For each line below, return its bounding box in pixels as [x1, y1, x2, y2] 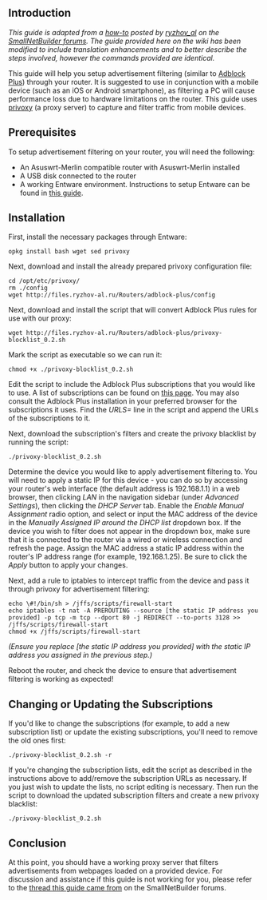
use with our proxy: [8, 313, 72, 323]
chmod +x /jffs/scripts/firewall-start [8, 627, 141, 636]
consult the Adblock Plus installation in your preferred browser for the [8, 396, 238, 406]
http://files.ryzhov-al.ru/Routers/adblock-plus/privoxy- [26, 329, 223, 337]
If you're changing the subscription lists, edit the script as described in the [8, 765, 253, 775]
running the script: [8, 437, 69, 447]
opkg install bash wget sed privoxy [8, 248, 130, 256]
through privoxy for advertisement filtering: [8, 584, 150, 594]
